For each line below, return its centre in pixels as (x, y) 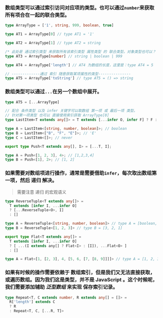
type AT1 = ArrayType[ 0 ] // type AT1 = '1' (50, 34)
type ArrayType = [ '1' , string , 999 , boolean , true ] (59, 25)
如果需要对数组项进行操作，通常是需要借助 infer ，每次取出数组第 (81, 173)
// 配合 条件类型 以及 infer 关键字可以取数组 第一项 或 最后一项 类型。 (71, 111)
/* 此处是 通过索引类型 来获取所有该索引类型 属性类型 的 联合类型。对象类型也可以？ (81, 52)
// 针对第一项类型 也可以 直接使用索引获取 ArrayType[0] (57, 115)
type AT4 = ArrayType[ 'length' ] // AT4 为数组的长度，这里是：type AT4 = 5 (79, 65)
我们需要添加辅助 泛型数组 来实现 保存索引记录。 (61, 287)
